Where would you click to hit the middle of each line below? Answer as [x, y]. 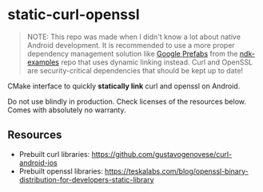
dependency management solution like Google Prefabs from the [132, 53]
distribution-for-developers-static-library [86, 179]
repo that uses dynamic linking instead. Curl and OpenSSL [157, 62]
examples [43, 62]
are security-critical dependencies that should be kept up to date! [135, 70]
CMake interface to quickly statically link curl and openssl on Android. [124, 86]
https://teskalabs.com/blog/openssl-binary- [176, 171]
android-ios [38, 163]
